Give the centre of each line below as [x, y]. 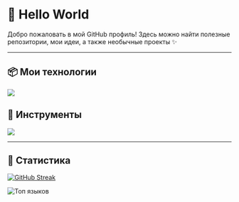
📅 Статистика [39, 160]
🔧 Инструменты [44, 115]
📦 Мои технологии [52, 72]
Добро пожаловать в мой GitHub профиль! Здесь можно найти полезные [119, 34]
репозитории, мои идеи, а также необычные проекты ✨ [92, 41]
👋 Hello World [48, 15]
